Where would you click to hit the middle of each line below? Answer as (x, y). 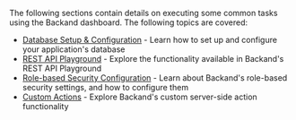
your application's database (74, 49)
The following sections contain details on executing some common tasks (144, 13)
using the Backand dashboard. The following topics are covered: (129, 22)
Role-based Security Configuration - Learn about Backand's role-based (155, 78)
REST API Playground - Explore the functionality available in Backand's (153, 59)
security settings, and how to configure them (105, 87)
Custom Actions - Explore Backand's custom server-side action (139, 97)
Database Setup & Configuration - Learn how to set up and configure (150, 40)
